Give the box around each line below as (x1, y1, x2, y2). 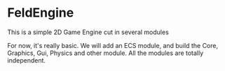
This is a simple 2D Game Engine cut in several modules (7, 28, 170, 36)
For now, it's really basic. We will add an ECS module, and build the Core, (7, 41, 219, 49)
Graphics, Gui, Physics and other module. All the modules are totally (7, 49, 204, 57)
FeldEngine (7, 5, 74, 21)
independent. (7, 56, 46, 64)
